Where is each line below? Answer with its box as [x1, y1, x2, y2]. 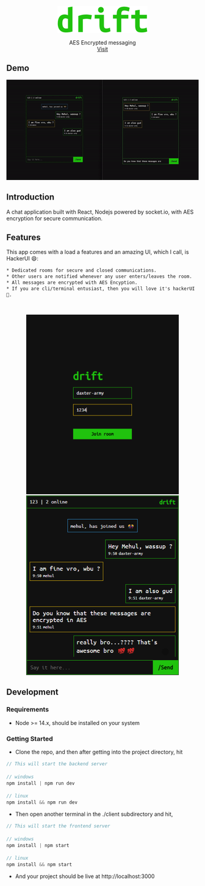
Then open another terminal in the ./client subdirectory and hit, [15, 810, 173, 818]
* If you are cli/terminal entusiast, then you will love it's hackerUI [6, 286, 195, 292]
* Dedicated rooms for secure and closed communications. [6, 267, 157, 274]
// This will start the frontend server [6, 823, 111, 829]
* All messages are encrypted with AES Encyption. [6, 279, 138, 286]
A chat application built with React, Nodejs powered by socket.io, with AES [6, 208, 194, 215]
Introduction [6, 192, 55, 203]
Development [6, 687, 59, 697]
